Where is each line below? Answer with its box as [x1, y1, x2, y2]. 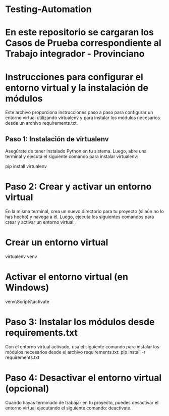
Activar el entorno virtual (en [5, 271, 129, 283]
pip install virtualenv [5, 163, 47, 170]
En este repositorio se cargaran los [5, 27, 154, 38]
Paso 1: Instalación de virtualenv [5, 135, 109, 143]
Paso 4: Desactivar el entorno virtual [5, 372, 162, 384]
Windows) [5, 282, 49, 293]
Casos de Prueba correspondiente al [5, 37, 161, 49]
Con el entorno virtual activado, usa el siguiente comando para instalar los [5, 343, 160, 349]
